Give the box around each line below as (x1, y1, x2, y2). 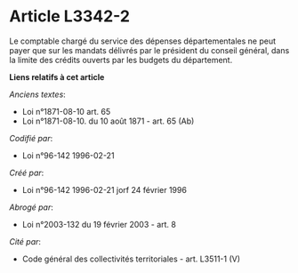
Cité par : (9, 236, 42, 246)
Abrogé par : (9, 202, 53, 213)
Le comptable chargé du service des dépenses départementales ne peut (9, 36, 276, 46)
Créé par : (9, 167, 44, 178)
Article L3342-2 (9, 6, 131, 27)
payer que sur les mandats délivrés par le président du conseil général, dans (9, 44, 290, 55)
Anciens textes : (9, 89, 67, 100)
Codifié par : (9, 132, 53, 143)
